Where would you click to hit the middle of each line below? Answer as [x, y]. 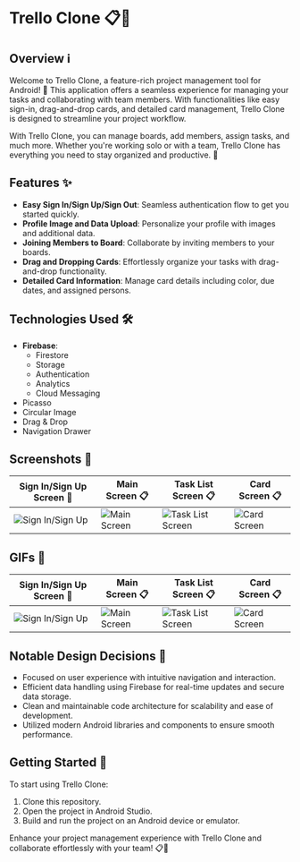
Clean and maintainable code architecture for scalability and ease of [148, 706]
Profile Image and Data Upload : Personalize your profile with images [149, 223]
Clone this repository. [62, 801]
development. [47, 716]
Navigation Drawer [57, 431]
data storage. [46, 696]
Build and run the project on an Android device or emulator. [131, 820]
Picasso [37, 402]
